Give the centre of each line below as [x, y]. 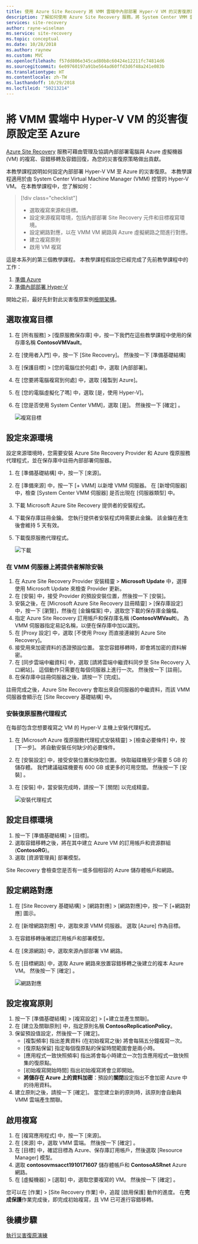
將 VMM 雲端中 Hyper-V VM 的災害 [92, 119]
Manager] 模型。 [35, 1158]
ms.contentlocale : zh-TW [37, 77]
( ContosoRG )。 [34, 850]
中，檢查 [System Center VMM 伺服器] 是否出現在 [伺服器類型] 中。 [96, 493]
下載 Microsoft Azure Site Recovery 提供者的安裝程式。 [82, 505]
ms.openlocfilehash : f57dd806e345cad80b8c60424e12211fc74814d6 [85, 61]
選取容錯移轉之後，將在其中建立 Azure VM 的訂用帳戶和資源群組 [93, 843]
